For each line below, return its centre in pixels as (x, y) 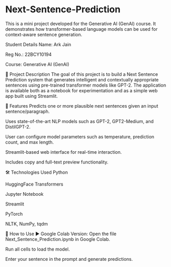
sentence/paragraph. (28, 111)
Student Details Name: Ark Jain (38, 44)
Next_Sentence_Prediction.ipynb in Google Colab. (58, 239)
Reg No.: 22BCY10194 (29, 54)
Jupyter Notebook (25, 194)
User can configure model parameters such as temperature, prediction (80, 136)
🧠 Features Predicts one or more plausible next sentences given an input (82, 106)
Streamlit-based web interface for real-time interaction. (63, 152)
